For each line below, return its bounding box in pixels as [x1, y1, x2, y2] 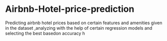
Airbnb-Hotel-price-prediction [5, 3, 135, 15]
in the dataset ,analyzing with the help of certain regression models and [5, 25, 153, 31]
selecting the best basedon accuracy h [5, 30, 85, 36]
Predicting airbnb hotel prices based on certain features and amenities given [5, 20, 163, 26]
